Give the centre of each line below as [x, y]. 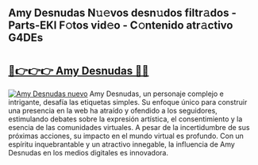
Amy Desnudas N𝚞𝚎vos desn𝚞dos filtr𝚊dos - [122, 13]
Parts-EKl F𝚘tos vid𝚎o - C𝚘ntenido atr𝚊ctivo [121, 26]
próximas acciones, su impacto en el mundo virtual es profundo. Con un [126, 136]
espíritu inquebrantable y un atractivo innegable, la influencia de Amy [122, 144]
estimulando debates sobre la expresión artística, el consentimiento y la [125, 119]
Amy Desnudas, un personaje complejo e [156, 94]
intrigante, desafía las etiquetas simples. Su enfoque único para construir [128, 102]
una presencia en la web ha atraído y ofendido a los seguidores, [113, 111]
